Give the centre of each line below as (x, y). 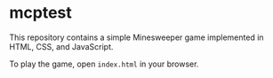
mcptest (41, 13)
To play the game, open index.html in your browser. (104, 64)
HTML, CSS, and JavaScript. (61, 46)
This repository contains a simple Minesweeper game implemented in (136, 37)
